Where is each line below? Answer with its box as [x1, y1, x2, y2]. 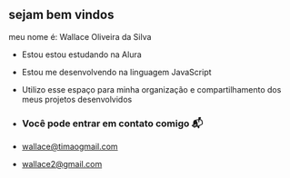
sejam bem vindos [8, 7, 115, 23]
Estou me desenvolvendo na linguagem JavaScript [21, 66, 212, 77]
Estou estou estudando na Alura [21, 49, 142, 60]
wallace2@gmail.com [21, 159, 103, 170]
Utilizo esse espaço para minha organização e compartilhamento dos [21, 84, 282, 94]
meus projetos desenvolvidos [21, 94, 133, 104]
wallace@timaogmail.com [21, 141, 119, 153]
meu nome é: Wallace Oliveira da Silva [8, 31, 152, 42]
